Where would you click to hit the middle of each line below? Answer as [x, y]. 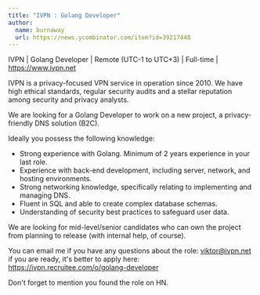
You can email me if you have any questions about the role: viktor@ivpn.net [130, 251]
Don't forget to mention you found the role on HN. [88, 282]
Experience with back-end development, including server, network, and [135, 170]
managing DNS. [45, 195]
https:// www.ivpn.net [42, 68]
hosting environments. [56, 179]
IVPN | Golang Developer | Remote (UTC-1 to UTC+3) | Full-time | [113, 60]
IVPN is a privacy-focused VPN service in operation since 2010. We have [125, 83]
